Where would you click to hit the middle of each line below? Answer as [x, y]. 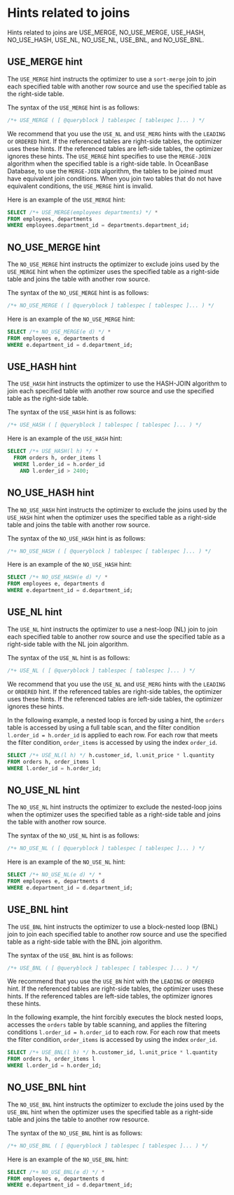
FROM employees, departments [50, 219]
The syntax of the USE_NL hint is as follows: [69, 657]
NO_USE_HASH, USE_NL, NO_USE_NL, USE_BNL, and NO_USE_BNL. [106, 39]
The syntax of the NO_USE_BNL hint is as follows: [75, 1133]
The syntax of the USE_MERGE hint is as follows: [74, 107]
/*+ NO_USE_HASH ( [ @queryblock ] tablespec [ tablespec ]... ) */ [109, 551]
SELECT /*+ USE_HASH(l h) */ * [53, 451]
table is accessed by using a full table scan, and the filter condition [104, 727]
